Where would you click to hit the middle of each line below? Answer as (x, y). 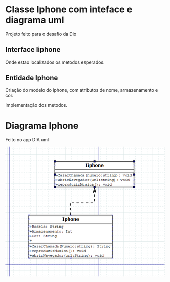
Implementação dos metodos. (36, 105)
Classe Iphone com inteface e (69, 9)
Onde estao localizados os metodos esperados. (55, 62)
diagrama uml (35, 20)
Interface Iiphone (33, 50)
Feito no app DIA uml (27, 139)
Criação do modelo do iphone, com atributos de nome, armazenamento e (82, 90)
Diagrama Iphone (42, 125)
